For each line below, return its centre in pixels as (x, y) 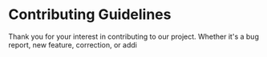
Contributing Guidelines (90, 15)
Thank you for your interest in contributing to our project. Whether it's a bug (133, 36)
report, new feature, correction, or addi (73, 44)
